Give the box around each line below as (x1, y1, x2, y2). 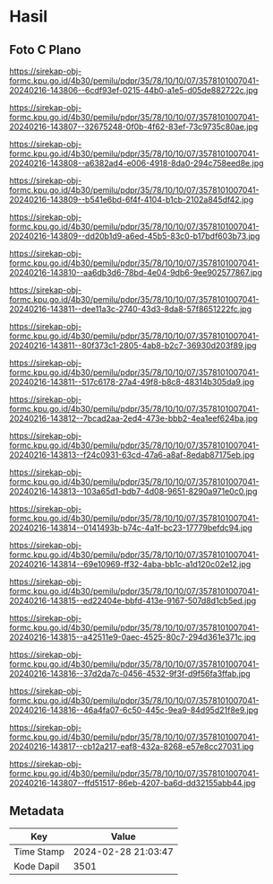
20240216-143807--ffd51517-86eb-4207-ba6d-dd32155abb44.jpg (9, 778, 256, 788)
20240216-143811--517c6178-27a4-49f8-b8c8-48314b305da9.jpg (9, 377, 255, 387)
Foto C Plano (9, 42, 81, 57)
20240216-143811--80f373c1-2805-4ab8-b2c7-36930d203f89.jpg (9, 340, 257, 351)
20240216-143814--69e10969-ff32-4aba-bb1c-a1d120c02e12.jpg (9, 559, 252, 569)
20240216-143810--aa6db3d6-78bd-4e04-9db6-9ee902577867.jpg (9, 267, 262, 277)
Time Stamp (13, 845, 65, 858)
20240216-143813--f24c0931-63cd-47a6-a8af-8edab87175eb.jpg (9, 450, 255, 460)
